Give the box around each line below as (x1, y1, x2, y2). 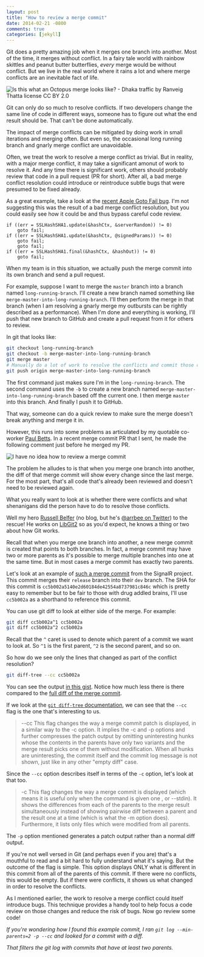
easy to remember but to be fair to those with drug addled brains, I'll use (6, 589, 188, 596)
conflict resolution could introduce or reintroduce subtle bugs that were (6, 179, 185, 187)
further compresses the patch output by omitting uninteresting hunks (21, 733, 194, 740)
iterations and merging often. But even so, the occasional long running (6, 135, 182, 143)
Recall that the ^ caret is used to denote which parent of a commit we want (6, 636, 194, 643)
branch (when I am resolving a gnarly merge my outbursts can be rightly (6, 302, 187, 310)
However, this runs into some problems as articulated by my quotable (6, 428, 180, 435)
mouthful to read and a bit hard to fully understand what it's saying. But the (6, 857, 194, 865)
